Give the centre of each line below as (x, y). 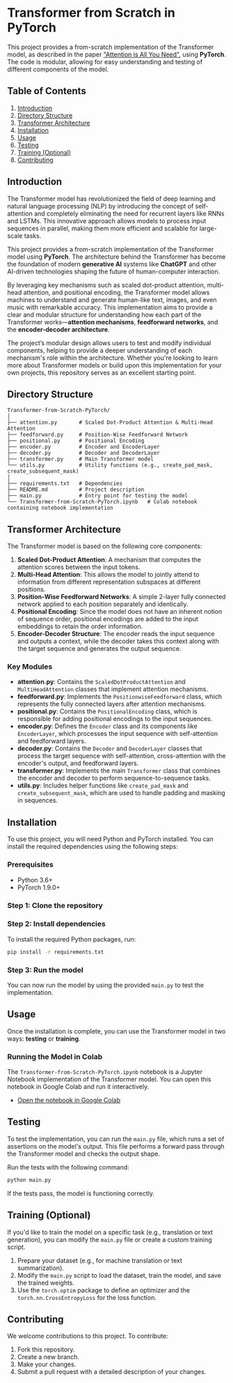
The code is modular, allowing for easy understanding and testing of (105, 61)
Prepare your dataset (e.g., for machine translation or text (99, 1260)
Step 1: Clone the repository (55, 905)
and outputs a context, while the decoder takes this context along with (118, 641)
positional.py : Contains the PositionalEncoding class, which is (107, 711)
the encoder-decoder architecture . (58, 329)
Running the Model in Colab (55, 1057)
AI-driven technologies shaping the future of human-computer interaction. (114, 271)
